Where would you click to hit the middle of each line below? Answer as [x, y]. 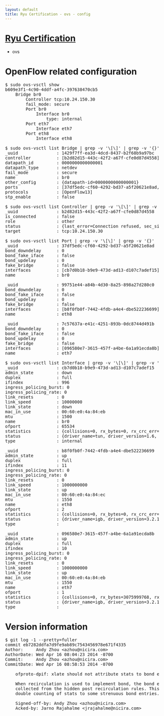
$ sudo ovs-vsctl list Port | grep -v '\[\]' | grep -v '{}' [80, 241]
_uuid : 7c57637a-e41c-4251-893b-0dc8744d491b [80, 324]
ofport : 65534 [40, 427]
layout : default [21, 10]
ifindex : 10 [36, 549]
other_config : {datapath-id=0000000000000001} [72, 183]
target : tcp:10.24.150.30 [54, 231]
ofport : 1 [35, 593]
